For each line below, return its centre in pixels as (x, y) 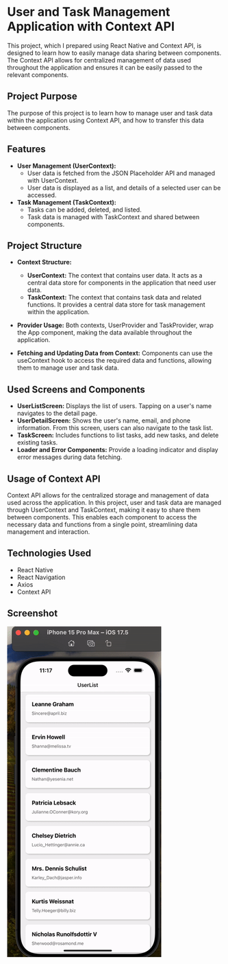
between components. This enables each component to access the (102, 517)
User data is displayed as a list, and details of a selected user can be (124, 188)
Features (26, 149)
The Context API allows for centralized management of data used (99, 60)
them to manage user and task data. (68, 368)
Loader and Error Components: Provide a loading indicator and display (117, 450)
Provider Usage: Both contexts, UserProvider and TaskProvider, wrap (115, 325)
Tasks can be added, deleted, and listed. (84, 210)
